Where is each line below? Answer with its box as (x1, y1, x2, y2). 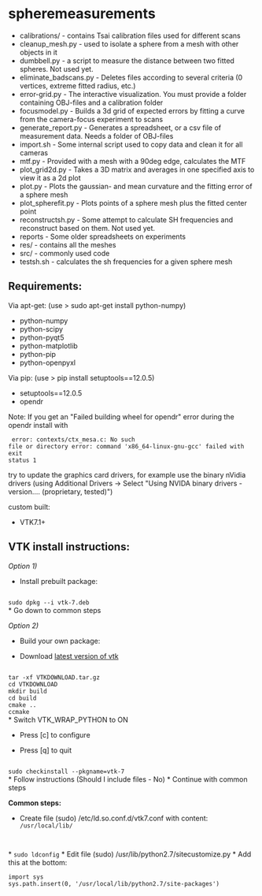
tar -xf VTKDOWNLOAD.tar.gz (8, 673, 101, 682)
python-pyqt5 (19, 333, 65, 342)
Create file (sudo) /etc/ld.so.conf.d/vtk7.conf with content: (19, 813, 208, 823)
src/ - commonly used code (19, 248, 110, 258)
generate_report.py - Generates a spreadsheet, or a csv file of (19, 123, 222, 132)
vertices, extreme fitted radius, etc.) (19, 80, 136, 91)
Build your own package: (19, 636, 101, 645)
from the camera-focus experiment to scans (19, 114, 164, 124)
